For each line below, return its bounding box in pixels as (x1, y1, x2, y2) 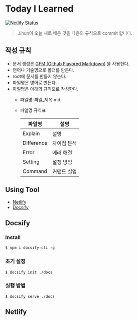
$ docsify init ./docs (5, 270, 53, 275)
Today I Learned (5, 3, 74, 15)
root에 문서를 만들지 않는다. (12, 73, 67, 79)
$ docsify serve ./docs (5, 294, 55, 299)
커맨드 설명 (52, 168, 77, 175)
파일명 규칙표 (20, 107, 46, 113)
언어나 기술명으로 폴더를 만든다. (12, 67, 74, 73)
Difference (22, 139, 48, 146)
